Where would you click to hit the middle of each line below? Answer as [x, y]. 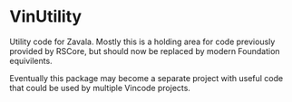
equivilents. [31, 60]
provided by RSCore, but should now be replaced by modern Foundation [145, 51]
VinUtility [46, 17]
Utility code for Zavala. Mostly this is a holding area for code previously [142, 42]
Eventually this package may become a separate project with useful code [146, 78]
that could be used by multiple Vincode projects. [100, 88]
